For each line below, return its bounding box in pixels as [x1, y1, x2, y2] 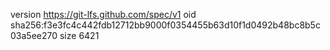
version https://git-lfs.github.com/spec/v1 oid [10, 9, 197, 20]
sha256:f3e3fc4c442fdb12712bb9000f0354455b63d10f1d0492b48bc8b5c [10, 19, 321, 31]
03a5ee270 [10, 30, 58, 41]
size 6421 [59, 30, 100, 41]
